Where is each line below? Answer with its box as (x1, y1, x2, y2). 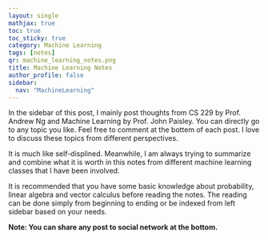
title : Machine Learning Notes (8, 64, 113, 72)
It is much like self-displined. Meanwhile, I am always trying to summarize (8, 149, 251, 158)
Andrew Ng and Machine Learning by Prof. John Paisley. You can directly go (8, 117, 260, 126)
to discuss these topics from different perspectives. (8, 134, 178, 143)
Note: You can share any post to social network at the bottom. (8, 222, 218, 232)
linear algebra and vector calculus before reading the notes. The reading (8, 190, 248, 200)
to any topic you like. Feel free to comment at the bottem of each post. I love (8, 125, 260, 134)
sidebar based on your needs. (8, 207, 107, 217)
